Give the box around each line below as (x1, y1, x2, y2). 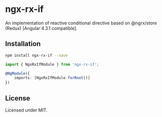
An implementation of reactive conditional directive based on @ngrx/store (5, 20, 157, 26)
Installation (5, 40, 41, 48)
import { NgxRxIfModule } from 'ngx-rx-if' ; (5, 62, 99, 67)
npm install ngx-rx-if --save (5, 53, 68, 58)
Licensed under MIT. (5, 107, 48, 113)
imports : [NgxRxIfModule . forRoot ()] (14, 76, 91, 81)
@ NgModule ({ (5, 71, 30, 76)
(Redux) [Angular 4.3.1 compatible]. (5, 25, 78, 31)
